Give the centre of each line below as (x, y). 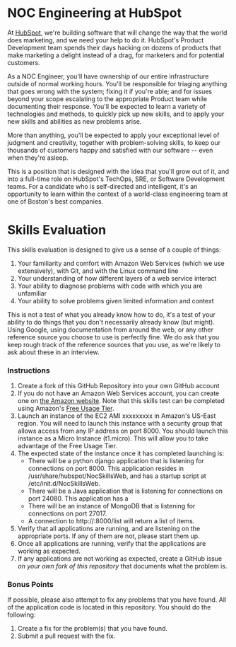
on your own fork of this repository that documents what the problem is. (122, 566)
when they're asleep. (38, 158)
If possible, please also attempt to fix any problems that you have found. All (117, 600)
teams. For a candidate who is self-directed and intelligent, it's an (102, 186)
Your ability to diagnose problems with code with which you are (110, 286)
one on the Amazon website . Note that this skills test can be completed (121, 401)
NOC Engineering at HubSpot (95, 13)
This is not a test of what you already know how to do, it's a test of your (111, 314)
